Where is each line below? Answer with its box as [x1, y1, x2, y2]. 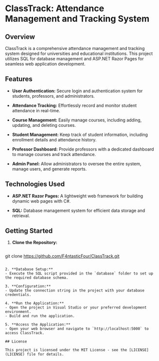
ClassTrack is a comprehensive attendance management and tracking [5, 46, 145, 51]
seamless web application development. [5, 61, 86, 67]
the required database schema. [5, 275, 69, 280]
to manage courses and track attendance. [12, 151, 96, 157]
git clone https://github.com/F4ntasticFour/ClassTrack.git [5, 253, 120, 259]
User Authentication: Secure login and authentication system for [12, 88, 143, 94]
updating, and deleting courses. [12, 122, 76, 128]
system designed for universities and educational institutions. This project [5, 51, 153, 56]
